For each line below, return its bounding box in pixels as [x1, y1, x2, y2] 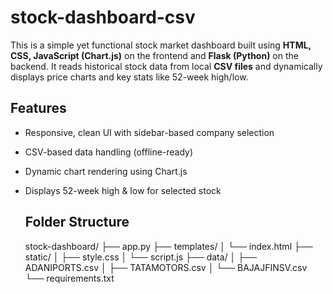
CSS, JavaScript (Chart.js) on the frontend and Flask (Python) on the [10, 49, 299, 61]
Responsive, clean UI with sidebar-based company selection [24, 126, 275, 138]
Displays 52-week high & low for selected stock [24, 184, 222, 196]
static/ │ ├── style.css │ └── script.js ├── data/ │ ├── [24, 251, 258, 263]
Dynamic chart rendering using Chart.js [24, 165, 188, 177]
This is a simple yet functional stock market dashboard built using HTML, [10, 39, 312, 51]
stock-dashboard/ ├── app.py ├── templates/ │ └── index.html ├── [24, 240, 313, 252]
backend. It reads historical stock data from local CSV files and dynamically [10, 60, 323, 72]
